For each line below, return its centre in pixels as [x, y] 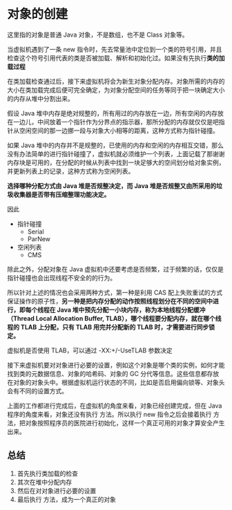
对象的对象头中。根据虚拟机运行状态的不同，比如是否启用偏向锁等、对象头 [119, 382]
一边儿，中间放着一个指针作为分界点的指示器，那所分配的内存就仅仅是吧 [116, 122]
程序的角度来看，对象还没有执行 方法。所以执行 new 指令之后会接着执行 [109, 414]
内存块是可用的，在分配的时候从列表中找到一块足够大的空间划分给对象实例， [116, 162]
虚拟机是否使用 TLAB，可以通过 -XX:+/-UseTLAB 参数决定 [90, 350]
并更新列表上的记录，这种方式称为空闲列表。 [71, 171]
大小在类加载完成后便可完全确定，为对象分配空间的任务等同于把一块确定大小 [116, 90]
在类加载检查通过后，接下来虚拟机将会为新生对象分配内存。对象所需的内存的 [116, 81]
